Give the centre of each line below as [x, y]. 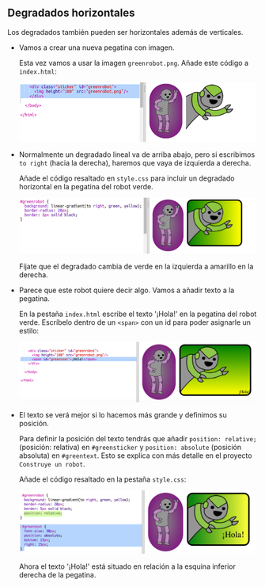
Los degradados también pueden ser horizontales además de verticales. [125, 32]
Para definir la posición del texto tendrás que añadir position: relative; [138, 439]
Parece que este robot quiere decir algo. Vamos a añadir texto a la [127, 290]
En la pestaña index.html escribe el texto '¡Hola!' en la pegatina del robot [138, 314]
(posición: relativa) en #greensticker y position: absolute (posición [130, 448]
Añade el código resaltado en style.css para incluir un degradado [127, 178]
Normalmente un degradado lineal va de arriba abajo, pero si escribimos [137, 154]
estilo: [29, 331]
